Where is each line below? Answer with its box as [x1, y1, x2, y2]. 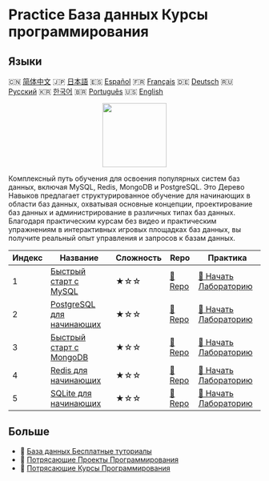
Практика [207, 252, 247, 263]
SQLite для [50, 388, 92, 399]
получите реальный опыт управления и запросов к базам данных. [8, 234, 236, 243]
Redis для [50, 365, 88, 375]
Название [59, 252, 99, 263]
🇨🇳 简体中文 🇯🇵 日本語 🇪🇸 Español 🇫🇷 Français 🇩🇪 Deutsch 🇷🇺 [8, 77, 234, 86]
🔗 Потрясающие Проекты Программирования [19, 455, 179, 464]
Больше [8, 425, 50, 439]
